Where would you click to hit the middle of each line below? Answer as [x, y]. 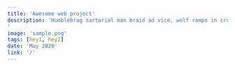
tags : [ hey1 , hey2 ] [36, 40]
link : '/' [22, 53]
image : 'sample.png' [37, 33]
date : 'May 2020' [33, 46]
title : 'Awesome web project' [51, 14]
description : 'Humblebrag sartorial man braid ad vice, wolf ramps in [112, 20]
